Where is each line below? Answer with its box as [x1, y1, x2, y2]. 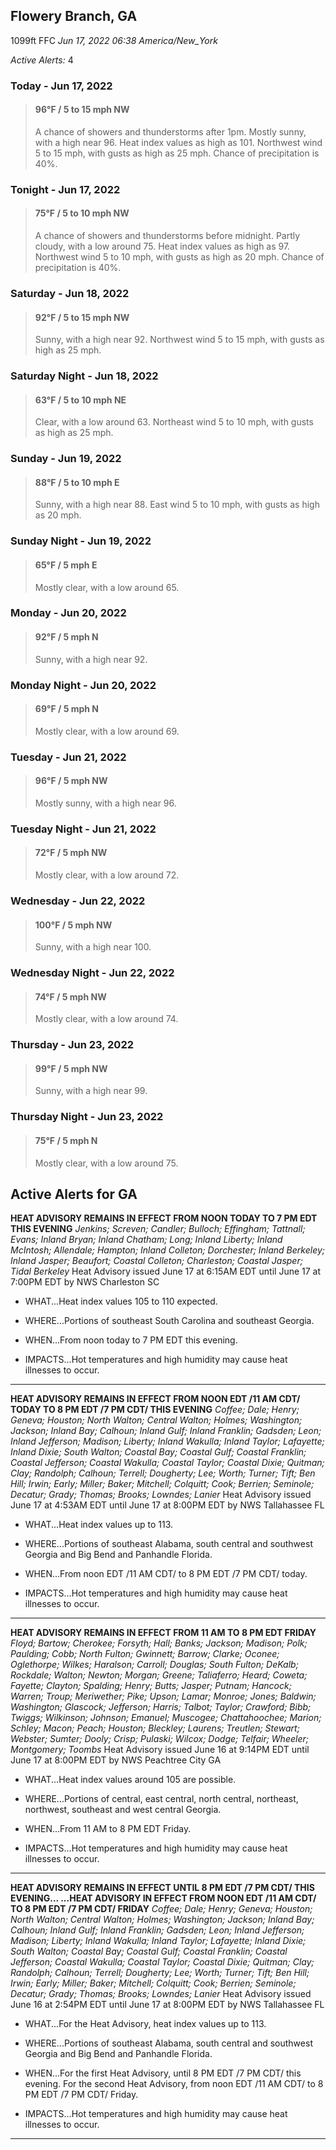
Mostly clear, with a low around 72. [34, 869, 180, 881]
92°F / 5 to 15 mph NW [34, 311, 130, 323]
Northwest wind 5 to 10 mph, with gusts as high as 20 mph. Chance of [34, 251, 325, 263]
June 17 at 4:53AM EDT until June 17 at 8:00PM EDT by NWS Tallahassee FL [10, 1499, 325, 1511]
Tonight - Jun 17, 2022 [10, 182, 121, 196]
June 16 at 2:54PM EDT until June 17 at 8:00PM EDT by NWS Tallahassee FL [10, 1999, 325, 2011]
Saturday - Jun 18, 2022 [10, 286, 130, 300]
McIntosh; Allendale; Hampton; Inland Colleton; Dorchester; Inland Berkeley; [10, 1244, 326, 1256]
